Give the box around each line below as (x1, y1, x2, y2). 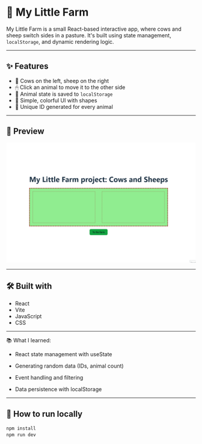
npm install (6, 425, 36, 432)
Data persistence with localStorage (14, 386, 102, 393)
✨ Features (6, 61, 49, 72)
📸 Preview (6, 126, 44, 137)
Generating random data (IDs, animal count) (14, 362, 124, 369)
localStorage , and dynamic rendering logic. (6, 38, 114, 45)
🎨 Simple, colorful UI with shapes (14, 96, 97, 104)
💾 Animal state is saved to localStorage (14, 90, 113, 97)
